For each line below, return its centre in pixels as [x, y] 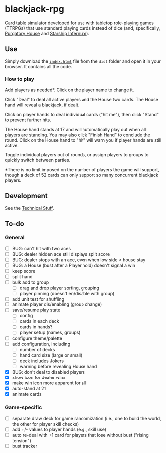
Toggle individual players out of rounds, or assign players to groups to [77, 155]
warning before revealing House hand [58, 366]
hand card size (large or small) [51, 355]
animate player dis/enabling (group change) [57, 304]
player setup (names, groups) [50, 333]
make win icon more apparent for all [49, 383]
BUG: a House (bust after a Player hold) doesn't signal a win [74, 265]
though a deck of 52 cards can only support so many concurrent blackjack [82, 175]
